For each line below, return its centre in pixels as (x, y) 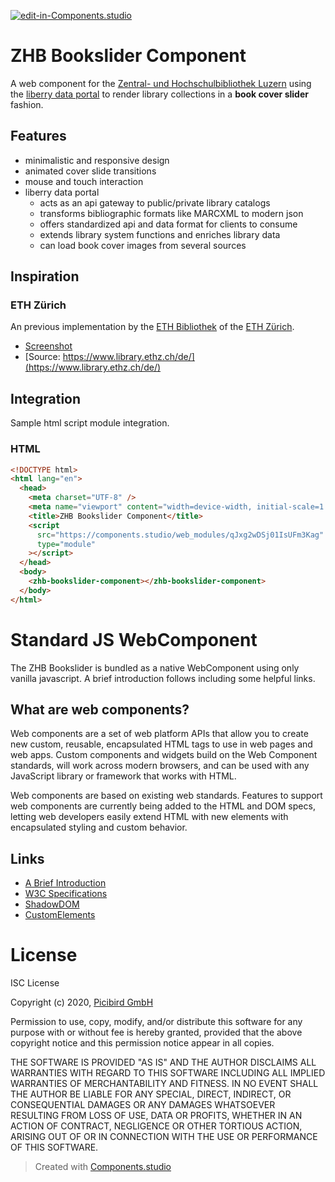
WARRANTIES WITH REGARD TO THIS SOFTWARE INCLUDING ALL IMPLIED (168, 1073)
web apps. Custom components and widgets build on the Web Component (164, 755)
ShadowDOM (52, 904)
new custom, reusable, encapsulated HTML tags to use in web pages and (161, 744)
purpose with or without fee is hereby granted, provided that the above (156, 1032)
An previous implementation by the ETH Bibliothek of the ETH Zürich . (152, 327)
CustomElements (60, 915)
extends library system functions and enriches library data (160, 234)
